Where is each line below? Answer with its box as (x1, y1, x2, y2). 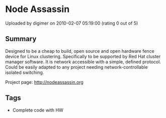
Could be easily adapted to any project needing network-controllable (5, 64, 148, 70)
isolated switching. (5, 69, 44, 75)
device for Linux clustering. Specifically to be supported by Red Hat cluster (5, 53, 161, 59)
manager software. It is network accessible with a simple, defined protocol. (5, 59, 161, 65)
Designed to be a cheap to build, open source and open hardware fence (5, 48, 154, 54)
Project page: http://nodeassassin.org (5, 79, 84, 85)
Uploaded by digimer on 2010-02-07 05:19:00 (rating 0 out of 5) (5, 20, 138, 26)
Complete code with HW (12, 107, 64, 113)
